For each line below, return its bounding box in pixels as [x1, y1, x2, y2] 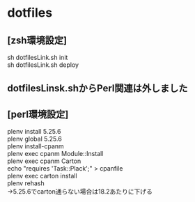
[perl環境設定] [7, 108, 69, 120]
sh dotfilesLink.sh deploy [7, 61, 79, 69]
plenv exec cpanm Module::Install [7, 150, 104, 158]
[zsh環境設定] [7, 34, 68, 46]
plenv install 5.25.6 [7, 127, 61, 136]
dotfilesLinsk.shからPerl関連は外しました [7, 82, 188, 95]
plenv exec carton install [7, 172, 78, 180]
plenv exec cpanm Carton [7, 157, 81, 165]
